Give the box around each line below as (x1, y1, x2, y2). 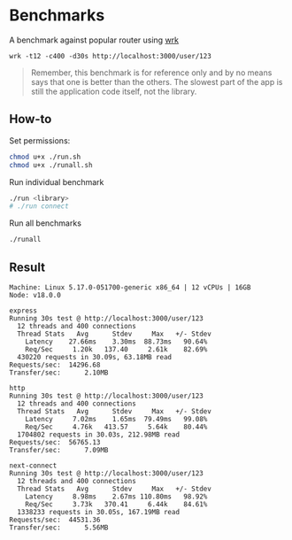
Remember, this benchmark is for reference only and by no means (30, 67, 273, 78)
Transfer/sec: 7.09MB (9, 445, 109, 454)
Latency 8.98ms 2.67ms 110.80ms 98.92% (25, 492, 208, 501)
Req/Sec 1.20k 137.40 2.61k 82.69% (25, 344, 208, 354)
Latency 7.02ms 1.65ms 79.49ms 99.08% (25, 414, 208, 423)
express (9, 306, 38, 315)
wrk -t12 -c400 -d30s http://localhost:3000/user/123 (9, 51, 212, 60)
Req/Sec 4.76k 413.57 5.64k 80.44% (25, 422, 208, 431)
